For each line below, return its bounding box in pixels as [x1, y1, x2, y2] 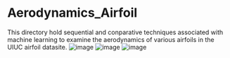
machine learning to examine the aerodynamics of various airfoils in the [7, 35, 215, 43]
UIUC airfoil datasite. [7, 43, 68, 51]
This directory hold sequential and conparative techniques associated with [7, 28, 224, 36]
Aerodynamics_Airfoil [7, 5, 138, 21]
